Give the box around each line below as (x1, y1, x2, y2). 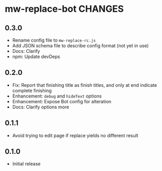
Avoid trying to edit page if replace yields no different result (12, 132, 138, 139)
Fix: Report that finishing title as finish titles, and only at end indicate (12, 82, 157, 88)
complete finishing (12, 87, 52, 93)
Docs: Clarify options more (12, 104, 69, 110)
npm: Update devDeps (12, 53, 60, 60)
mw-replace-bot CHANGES (5, 3, 124, 15)
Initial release (12, 161, 41, 167)
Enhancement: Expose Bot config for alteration (12, 98, 112, 104)
